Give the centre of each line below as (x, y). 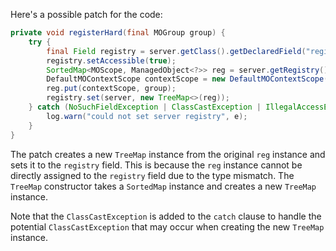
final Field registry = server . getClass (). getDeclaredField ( (176, 51)
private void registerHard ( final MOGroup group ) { (118, 33)
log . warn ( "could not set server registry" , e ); (147, 116)
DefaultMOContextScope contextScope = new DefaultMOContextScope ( (187, 79)
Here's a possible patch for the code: (86, 14)
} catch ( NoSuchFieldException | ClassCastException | (145, 107)
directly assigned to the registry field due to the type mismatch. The (152, 175)
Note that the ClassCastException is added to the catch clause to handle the (166, 216)
